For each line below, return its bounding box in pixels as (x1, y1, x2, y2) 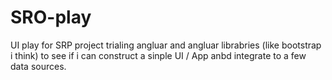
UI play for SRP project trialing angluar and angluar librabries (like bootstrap (10, 39, 322, 51)
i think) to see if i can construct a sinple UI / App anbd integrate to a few (10, 49, 307, 61)
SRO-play (10, 6, 92, 29)
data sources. (10, 60, 67, 72)
